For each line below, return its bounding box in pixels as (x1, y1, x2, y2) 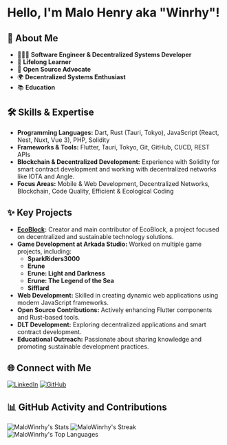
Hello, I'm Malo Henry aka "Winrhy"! (7, 5, 220, 21)
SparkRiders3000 (27, 254, 80, 262)
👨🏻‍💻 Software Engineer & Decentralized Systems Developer (17, 50, 192, 59)
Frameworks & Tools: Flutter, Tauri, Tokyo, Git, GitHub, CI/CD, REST (17, 143, 210, 151)
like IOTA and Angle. (17, 172, 75, 180)
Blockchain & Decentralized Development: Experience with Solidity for (17, 157, 220, 166)
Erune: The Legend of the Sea (27, 276, 115, 284)
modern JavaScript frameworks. (17, 298, 109, 307)
